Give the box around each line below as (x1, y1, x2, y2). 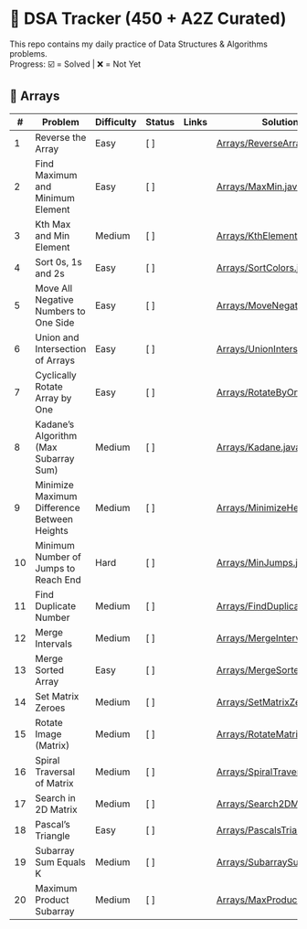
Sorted (35, 663, 65, 676)
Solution (261, 115, 300, 128)
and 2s (35, 267, 66, 280)
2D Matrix (35, 803, 78, 816)
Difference (35, 501, 80, 514)
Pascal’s (35, 817, 70, 830)
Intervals (35, 637, 73, 650)
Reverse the (35, 131, 87, 144)
